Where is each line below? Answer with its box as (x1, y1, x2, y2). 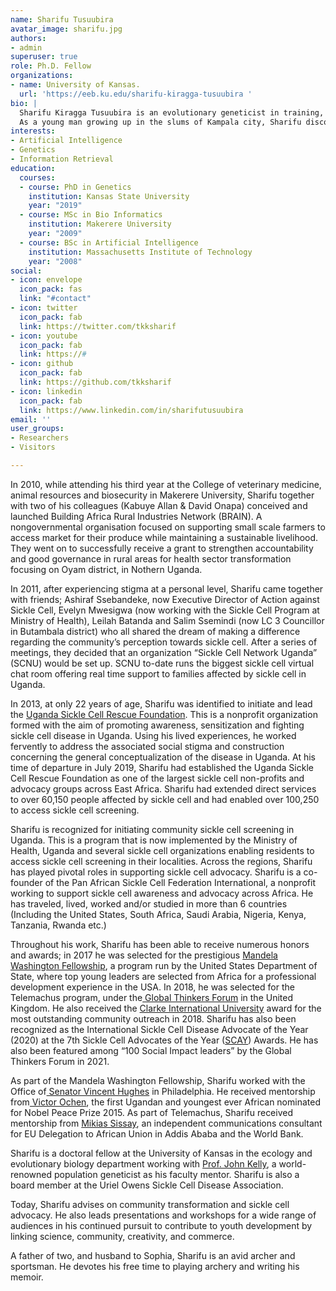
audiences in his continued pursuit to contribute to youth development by (10, 1219, 313, 1231)
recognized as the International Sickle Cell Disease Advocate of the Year (10, 1023, 309, 1035)
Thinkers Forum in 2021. (10, 1055, 110, 1067)
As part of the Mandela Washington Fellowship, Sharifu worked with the (10, 1074, 306, 1086)
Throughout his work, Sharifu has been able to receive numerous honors (10, 938, 310, 950)
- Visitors (10, 442, 56, 453)
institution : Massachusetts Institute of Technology (28, 247, 253, 257)
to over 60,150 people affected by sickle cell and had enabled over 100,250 (10, 793, 320, 805)
